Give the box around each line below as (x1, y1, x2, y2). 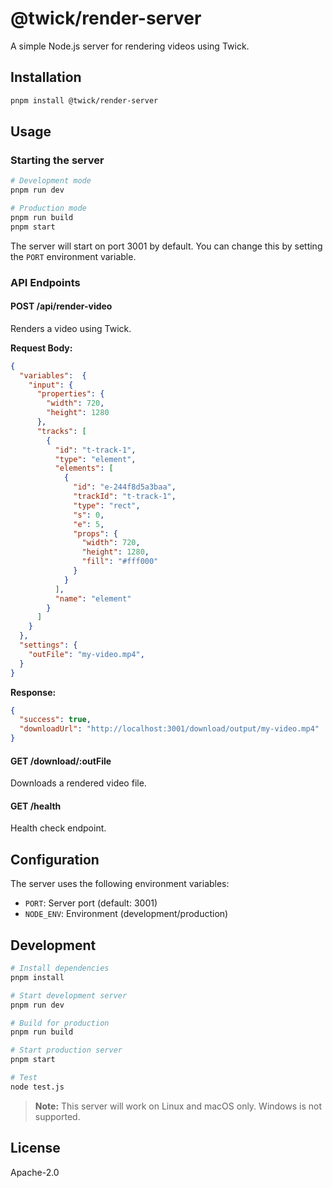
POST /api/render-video (10, 300, 113, 312)
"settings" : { (19, 640, 78, 651)
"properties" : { (36, 389, 105, 399)
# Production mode (10, 203, 87, 214)
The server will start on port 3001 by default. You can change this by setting (10, 240, 323, 252)
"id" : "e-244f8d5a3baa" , (73, 482, 177, 492)
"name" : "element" (54, 593, 132, 604)
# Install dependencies (10, 963, 110, 974)
